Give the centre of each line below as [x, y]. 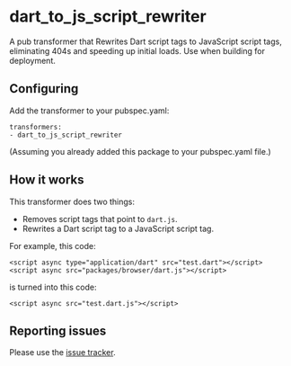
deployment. [32, 60]
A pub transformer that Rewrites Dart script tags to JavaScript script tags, [146, 41]
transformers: [36, 127]
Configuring [44, 89]
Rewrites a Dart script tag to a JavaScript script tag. [118, 228]
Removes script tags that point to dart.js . [100, 219]
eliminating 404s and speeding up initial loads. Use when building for [137, 50]
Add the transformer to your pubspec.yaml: [89, 111]
